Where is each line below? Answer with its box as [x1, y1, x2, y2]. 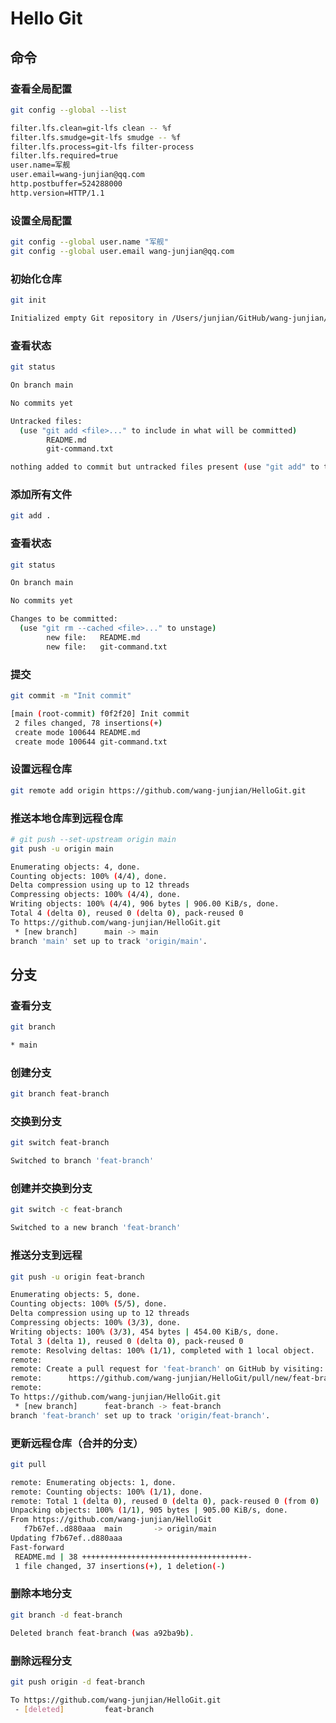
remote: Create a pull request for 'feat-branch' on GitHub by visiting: [10, 1364, 325, 1374]
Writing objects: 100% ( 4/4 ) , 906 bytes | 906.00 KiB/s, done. [10, 899, 280, 909]
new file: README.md [46, 632, 141, 642]
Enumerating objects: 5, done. [10, 1290, 141, 1300]
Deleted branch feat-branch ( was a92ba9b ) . [10, 1628, 195, 1638]
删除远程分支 [10, 1653, 73, 1667]
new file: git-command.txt [46, 642, 168, 652]
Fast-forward [10, 1542, 65, 1552]
